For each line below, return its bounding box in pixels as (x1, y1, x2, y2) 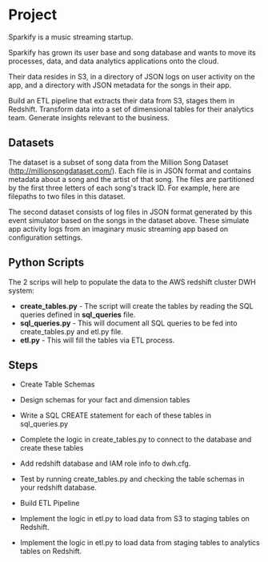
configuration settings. (8, 232, 83, 242)
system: (8, 285, 34, 295)
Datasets (8, 136, 54, 150)
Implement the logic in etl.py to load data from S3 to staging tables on (19, 514, 250, 524)
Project (8, 6, 58, 24)
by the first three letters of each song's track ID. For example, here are (8, 183, 240, 192)
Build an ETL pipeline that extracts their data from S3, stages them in (8, 95, 234, 105)
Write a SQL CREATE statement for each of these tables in (19, 410, 212, 420)
